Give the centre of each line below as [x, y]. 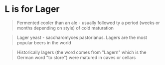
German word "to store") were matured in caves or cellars [76, 57]
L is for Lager [32, 9]
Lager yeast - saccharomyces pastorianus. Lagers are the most [82, 37]
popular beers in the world [44, 42]
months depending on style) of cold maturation [65, 28]
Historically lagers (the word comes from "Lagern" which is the [82, 52]
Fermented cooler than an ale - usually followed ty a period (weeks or [88, 23]
